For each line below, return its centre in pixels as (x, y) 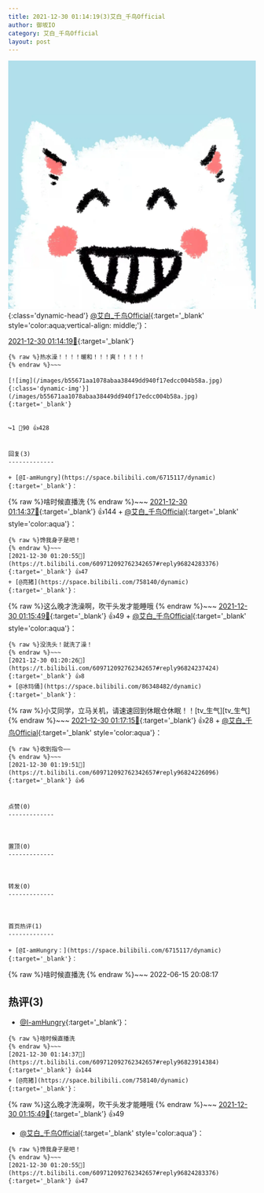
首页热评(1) (26, 927)
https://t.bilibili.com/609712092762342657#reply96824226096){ (114, 773)
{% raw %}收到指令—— (39, 749)
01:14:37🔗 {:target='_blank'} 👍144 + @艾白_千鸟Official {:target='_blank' (123, 511)
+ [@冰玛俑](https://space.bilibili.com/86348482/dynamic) (105, 687)
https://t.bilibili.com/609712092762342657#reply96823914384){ (114, 1063)
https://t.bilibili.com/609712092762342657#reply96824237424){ (114, 669)
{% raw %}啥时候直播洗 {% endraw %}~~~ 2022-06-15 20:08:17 (113, 975)
